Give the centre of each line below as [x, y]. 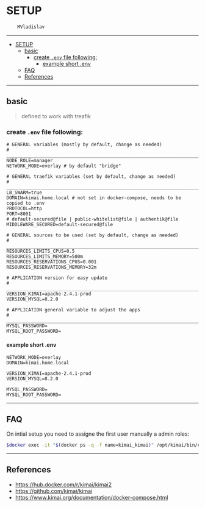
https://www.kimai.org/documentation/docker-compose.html [92, 497]
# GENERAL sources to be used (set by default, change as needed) [92, 235]
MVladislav [31, 27]
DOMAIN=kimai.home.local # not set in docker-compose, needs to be [94, 198]
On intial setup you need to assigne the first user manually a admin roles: [98, 434]
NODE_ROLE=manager [30, 160]
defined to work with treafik [56, 116]
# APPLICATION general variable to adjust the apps [73, 310]
